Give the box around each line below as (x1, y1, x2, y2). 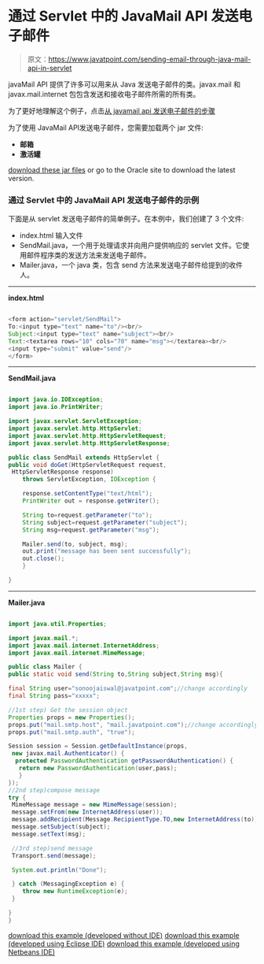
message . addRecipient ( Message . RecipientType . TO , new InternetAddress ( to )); (11, 816, 262, 824)
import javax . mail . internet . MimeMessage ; (8, 649, 146, 657)
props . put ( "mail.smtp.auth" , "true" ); (8, 728, 135, 736)
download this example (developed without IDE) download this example (8, 930, 240, 940)
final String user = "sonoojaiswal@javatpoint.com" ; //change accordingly (8, 684, 247, 693)
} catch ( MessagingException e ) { (11, 880, 125, 888)
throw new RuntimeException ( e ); (22, 888, 128, 895)
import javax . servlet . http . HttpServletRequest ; (8, 432, 167, 439)
